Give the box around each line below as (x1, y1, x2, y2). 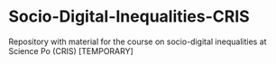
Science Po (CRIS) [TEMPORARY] (8, 45, 134, 56)
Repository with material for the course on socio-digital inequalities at (8, 36, 267, 47)
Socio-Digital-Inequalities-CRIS (8, 6, 250, 27)
